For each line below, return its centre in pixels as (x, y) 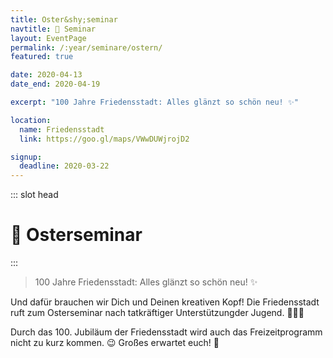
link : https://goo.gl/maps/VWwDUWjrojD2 (104, 139)
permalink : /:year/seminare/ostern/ (86, 47)
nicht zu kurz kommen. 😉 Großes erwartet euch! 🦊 (115, 343)
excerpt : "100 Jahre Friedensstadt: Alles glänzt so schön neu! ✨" (154, 102)
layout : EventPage (48, 38)
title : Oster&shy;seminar (64, 19)
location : (31, 120)
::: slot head (34, 195)
